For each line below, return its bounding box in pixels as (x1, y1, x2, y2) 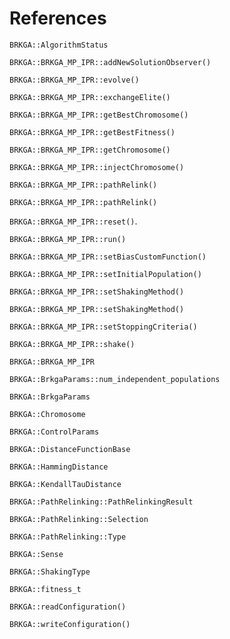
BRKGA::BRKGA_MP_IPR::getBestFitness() (9, 127, 176, 137)
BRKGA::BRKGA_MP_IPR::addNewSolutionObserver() (9, 57, 212, 67)
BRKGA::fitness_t (9, 584, 82, 594)
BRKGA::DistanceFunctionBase (9, 444, 131, 454)
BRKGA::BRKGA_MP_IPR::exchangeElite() (9, 92, 171, 102)
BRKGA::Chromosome (9, 409, 86, 419)
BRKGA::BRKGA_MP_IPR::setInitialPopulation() (9, 269, 202, 279)
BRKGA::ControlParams (9, 427, 100, 437)
